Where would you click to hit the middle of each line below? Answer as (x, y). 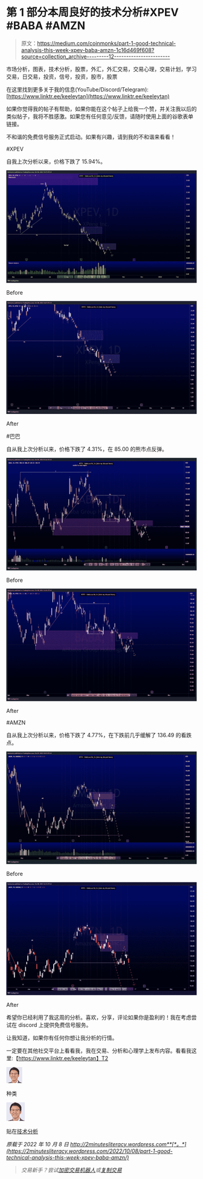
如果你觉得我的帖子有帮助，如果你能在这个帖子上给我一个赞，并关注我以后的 (101, 109)
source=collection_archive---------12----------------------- (95, 56)
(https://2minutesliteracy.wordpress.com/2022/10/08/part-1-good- (90, 1151)
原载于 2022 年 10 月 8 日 (38, 1144)
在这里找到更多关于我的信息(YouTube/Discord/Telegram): (78, 89)
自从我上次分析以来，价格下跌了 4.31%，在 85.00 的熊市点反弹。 (87, 449)
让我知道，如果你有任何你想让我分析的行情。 (62, 1038)
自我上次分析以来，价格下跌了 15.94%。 (56, 161)
